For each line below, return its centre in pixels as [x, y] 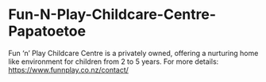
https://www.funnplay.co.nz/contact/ [69, 69]
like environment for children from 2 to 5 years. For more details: [114, 61]
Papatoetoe [47, 31]
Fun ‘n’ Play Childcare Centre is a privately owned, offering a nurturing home [133, 53]
